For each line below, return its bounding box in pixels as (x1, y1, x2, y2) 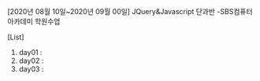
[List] (7, 32, 24, 42)
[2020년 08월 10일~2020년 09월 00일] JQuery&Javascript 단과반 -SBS (7, 7, 234, 16)
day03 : (18, 64, 44, 73)
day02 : (18, 56, 44, 65)
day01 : (18, 48, 43, 57)
